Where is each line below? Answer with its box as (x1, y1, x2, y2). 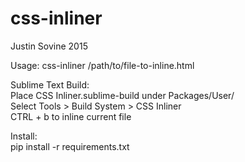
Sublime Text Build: (10, 78, 90, 91)
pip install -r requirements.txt (10, 140, 130, 152)
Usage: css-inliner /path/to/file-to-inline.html (10, 59, 195, 71)
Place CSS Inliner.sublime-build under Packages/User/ (10, 89, 235, 101)
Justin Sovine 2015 (10, 40, 88, 52)
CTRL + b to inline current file (10, 110, 132, 122)
